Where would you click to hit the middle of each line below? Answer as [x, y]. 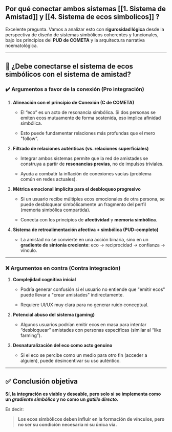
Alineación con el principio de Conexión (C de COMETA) [73, 102]
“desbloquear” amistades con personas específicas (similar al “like [91, 330]
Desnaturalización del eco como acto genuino [62, 345]
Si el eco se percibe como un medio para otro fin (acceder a [84, 355]
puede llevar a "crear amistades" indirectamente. [72, 294]
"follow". [29, 139]
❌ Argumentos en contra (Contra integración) [63, 268]
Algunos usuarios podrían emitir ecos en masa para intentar [83, 324]
